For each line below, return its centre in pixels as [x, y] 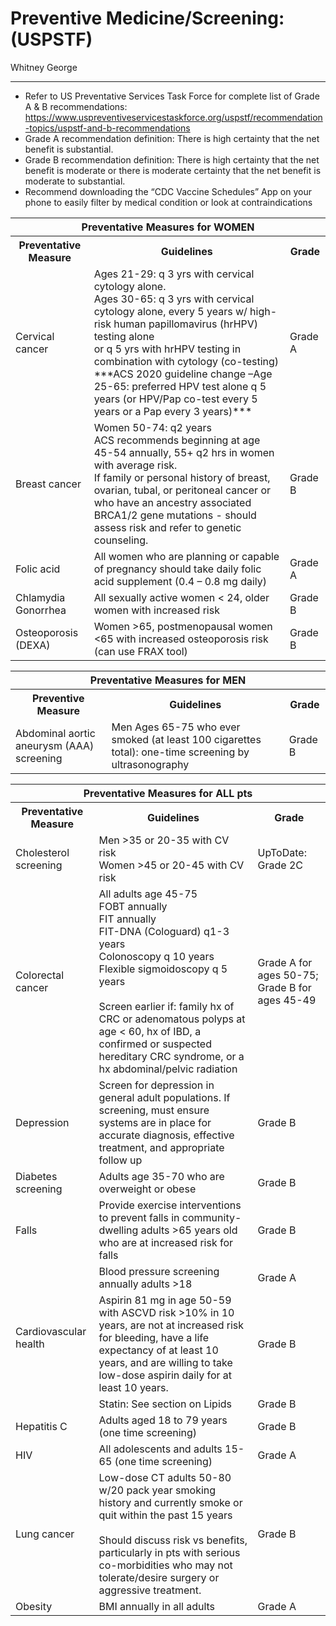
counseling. [121, 540]
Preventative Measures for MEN [168, 680]
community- [211, 1217]
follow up [120, 1160]
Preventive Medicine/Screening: [147, 18]
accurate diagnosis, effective [166, 1135]
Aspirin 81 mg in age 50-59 [165, 1300]
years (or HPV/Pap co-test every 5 [175, 399]
